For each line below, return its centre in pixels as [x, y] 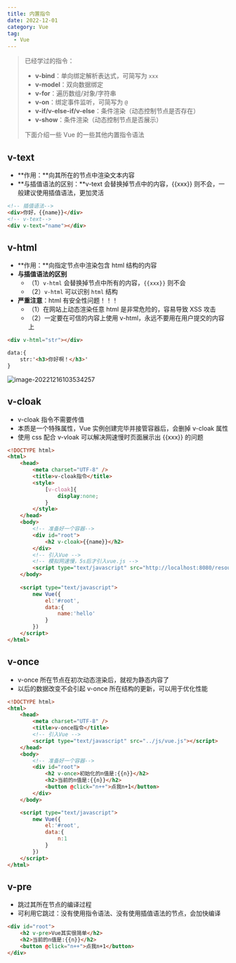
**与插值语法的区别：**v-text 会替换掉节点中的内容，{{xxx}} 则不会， [118, 184]
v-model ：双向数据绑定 [69, 84]
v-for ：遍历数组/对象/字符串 [76, 94]
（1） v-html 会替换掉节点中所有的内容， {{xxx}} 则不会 [107, 283]
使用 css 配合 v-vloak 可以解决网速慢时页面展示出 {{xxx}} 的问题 [110, 437]
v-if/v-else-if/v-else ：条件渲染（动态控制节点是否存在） [117, 111]
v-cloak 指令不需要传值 [51, 419]
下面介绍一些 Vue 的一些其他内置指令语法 [84, 135]
